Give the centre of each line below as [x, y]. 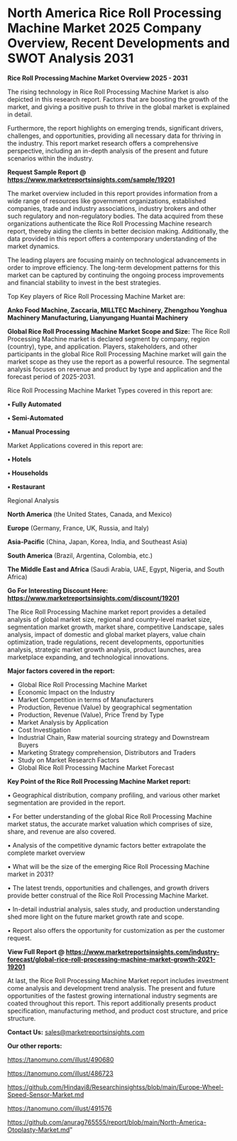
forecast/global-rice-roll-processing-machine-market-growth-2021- [111, 959]
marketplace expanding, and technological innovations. [88, 657]
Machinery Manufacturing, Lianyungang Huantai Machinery [98, 317]
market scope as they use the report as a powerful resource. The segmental [118, 361]
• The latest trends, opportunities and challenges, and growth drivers [108, 888]
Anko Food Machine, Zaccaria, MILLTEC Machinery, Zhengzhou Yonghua [117, 310]
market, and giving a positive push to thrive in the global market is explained [119, 107]
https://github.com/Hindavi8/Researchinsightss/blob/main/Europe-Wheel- [116, 1087]
